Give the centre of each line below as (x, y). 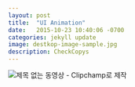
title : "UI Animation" (47, 23)
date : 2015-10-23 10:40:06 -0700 (66, 30)
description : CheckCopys (49, 52)
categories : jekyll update (52, 37)
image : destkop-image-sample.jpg (63, 45)
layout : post (29, 15)
